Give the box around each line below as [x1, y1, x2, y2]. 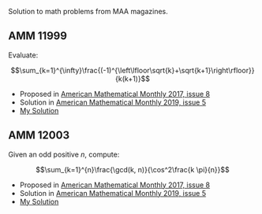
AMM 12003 [8, 129, 69, 142]
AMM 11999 [8, 29, 67, 42]
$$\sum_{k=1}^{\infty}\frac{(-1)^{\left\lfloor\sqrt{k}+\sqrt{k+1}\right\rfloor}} [10, 65, 255, 75]
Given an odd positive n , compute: [8, 149, 120, 159]
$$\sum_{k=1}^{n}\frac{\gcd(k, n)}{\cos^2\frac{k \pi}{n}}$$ [35, 164, 230, 174]
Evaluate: [8, 50, 39, 60]
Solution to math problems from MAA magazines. [8, 7, 168, 16]
